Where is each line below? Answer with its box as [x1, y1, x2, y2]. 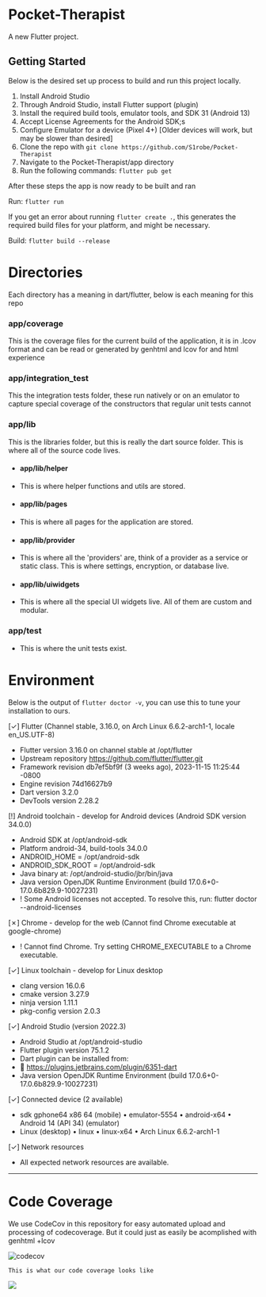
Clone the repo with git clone [19, 141, 119, 152]
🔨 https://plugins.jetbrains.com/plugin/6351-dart [19, 1062, 177, 1072]
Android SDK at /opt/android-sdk [19, 835, 128, 845]
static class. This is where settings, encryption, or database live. [19, 561, 230, 571]
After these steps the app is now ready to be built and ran [8, 181, 196, 191]
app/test [8, 625, 42, 637]
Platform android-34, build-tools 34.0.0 [19, 843, 148, 852]
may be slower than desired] [19, 133, 113, 143]
